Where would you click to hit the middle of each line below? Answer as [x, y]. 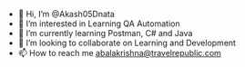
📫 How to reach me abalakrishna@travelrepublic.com [119, 53]
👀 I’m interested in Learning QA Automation [99, 24]
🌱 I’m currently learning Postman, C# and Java [105, 33]
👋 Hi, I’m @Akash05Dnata [66, 14]
